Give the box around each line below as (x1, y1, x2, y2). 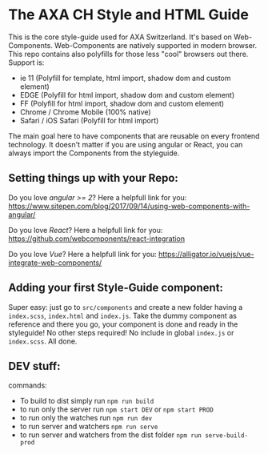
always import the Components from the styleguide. (8, 148, 180, 158)
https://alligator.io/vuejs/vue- (158, 249, 254, 259)
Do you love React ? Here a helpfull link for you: (8, 225, 163, 235)
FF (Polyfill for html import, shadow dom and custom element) (19, 98, 225, 108)
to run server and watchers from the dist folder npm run (19, 430, 202, 440)
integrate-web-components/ (8, 258, 102, 267)
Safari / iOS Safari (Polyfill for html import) (19, 115, 159, 125)
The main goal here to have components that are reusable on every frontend (8, 131, 260, 141)
